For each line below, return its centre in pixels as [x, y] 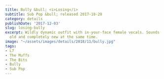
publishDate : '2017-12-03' [33, 23]
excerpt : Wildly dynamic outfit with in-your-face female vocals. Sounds [82, 32]
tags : [11, 46]
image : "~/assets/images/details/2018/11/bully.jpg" [60, 42]
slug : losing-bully [25, 28]
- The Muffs [17, 55]
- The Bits [16, 60]
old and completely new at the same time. [54, 37]
